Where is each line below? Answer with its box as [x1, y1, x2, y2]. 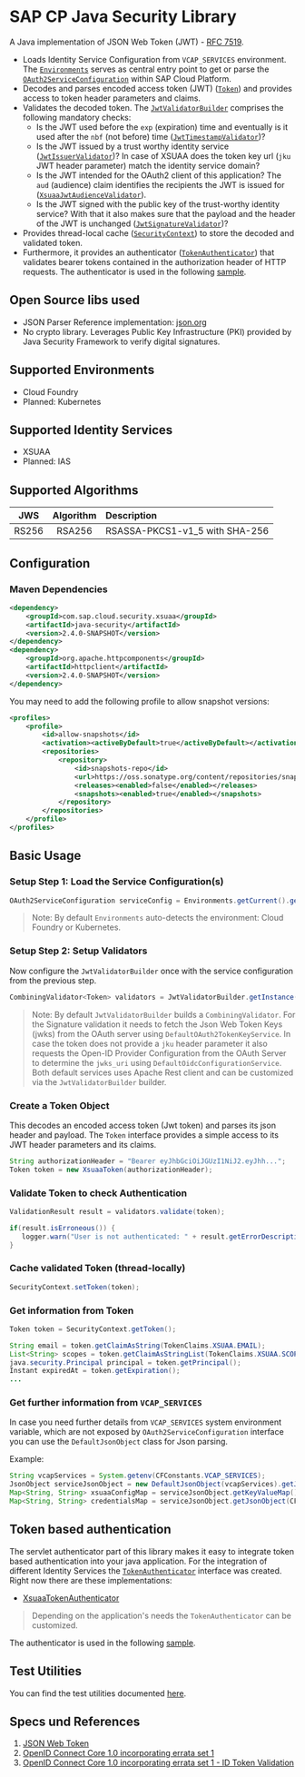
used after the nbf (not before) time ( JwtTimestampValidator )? [35, 131, 266, 142]
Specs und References [9, 1713, 141, 1729]
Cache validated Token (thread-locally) [9, 1262, 186, 1275]
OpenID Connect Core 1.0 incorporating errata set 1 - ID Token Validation [22, 1757, 295, 1768]
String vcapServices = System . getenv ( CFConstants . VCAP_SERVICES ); [9, 1471, 266, 1481]
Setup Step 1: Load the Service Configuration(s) [9, 875, 224, 888]
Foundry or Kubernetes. [31, 922, 121, 933]
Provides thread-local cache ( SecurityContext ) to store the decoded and [22, 227, 295, 238]
